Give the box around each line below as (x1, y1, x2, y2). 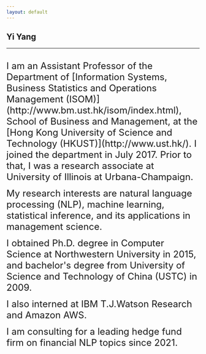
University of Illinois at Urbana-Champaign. (6, 171, 194, 183)
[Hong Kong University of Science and (6, 127, 173, 138)
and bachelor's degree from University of (6, 260, 185, 271)
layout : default (6, 9, 48, 15)
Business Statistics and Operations (6, 82, 158, 94)
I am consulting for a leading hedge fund (6, 326, 182, 337)
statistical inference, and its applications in (6, 209, 191, 222)
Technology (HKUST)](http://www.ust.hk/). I (6, 138, 197, 150)
